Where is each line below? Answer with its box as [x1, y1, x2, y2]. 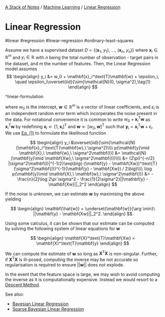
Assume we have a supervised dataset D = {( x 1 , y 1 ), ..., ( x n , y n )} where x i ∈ [5, 47, 158, 54]
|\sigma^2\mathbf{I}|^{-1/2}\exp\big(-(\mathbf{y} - [8, 160, 111, 166]
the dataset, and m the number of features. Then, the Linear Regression [5, 61, 151, 67]
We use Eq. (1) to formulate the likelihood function [5, 130, 106, 136]
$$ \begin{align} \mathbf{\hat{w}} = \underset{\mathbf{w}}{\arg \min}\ [10, 205, 155, 211]
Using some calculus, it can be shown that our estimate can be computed [5, 220, 154, 226]
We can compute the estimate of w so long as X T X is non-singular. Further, [5, 250, 158, 257]
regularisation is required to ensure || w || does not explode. [5, 261, 125, 267]
